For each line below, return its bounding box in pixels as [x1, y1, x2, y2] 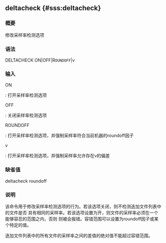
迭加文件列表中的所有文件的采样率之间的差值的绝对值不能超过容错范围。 [5, 233, 153, 239]
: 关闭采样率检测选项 [5, 113, 47, 119]
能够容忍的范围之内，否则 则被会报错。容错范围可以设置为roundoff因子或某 [5, 216, 159, 222]
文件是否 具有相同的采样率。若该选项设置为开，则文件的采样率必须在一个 [9, 209, 159, 215]
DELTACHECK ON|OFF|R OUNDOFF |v [5, 57, 75, 63]
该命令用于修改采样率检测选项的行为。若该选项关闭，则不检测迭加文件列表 [5, 203, 157, 209]
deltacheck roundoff [5, 178, 47, 184]
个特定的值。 [5, 222, 31, 228]
